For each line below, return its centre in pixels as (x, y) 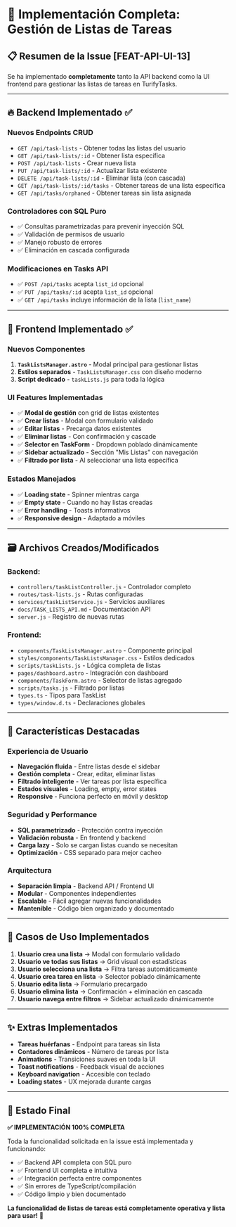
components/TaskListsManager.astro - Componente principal (105, 650)
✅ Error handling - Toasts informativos (74, 510)
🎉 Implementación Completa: (94, 14)
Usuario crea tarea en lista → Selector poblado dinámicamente (109, 976)
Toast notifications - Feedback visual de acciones (91, 1067)
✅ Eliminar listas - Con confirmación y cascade (87, 437)
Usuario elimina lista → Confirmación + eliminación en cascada (110, 991)
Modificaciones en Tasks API (58, 269)
